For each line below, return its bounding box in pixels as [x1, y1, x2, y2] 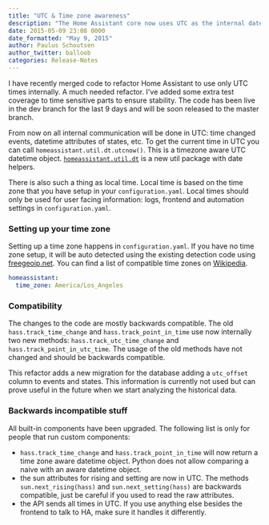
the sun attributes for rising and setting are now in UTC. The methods [19, 473, 250, 483]
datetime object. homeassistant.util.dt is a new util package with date [8, 153, 243, 163]
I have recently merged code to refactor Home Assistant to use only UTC [8, 78, 248, 88]
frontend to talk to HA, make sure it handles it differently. [19, 507, 207, 517]
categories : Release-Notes [8, 57, 98, 65]
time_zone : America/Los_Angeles [15, 281, 124, 289]
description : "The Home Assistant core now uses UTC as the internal [8, 19, 246, 27]
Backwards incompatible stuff [8, 406, 128, 417]
